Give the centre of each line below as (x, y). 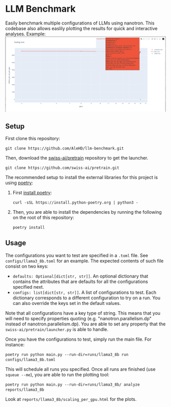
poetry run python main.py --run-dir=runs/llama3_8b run (67, 354)
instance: (15, 344)
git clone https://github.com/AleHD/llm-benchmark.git (65, 148)
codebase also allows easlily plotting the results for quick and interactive (81, 28)
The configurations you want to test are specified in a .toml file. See (77, 255)
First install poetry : (32, 193)
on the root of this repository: (43, 218)
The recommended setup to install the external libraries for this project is (82, 177)
